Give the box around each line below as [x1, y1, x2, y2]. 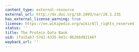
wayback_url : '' [5, 40, 39, 45]
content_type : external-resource [5, 7, 74, 12]
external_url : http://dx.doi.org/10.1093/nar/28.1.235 [5, 12, 121, 17]
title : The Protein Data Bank [5, 30, 68, 35]
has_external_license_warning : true [5, 16, 81, 21]
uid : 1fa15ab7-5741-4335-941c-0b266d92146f [5, 35, 97, 40]
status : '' [5, 26, 28, 31]
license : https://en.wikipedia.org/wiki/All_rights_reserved [5, 21, 135, 26]
